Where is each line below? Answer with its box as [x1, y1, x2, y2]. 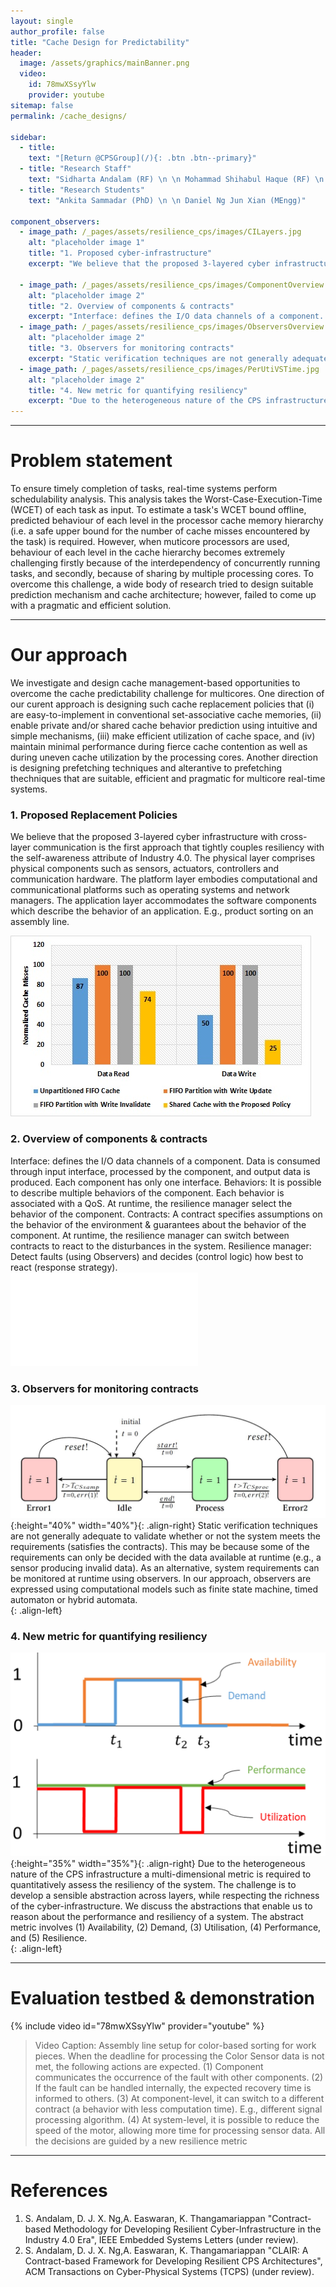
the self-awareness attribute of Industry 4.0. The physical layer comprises [10, 852, 316, 864]
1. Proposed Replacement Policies [10, 808, 178, 822]
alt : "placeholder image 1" [28, 238, 145, 248]
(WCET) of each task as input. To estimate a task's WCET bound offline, [10, 504, 307, 516]
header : [10, 48, 43, 58]
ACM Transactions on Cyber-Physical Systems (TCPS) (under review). [24, 2265, 315, 2277]
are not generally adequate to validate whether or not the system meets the [10, 1530, 321, 1542]
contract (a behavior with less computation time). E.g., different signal [34, 2103, 323, 2115]
